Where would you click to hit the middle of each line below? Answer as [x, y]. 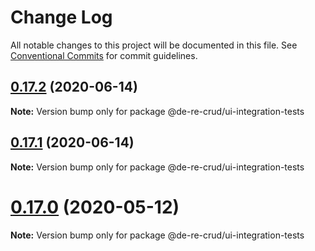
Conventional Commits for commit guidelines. [104, 55]
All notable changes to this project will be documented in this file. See [154, 45]
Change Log [61, 17]
